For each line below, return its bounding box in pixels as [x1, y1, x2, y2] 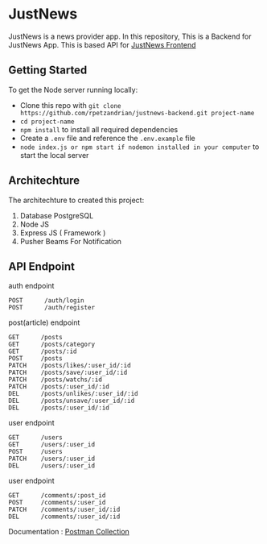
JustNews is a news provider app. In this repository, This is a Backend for [8, 31, 252, 41]
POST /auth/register [8, 304, 95, 312]
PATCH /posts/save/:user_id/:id [8, 368, 128, 377]
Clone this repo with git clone [19, 100, 121, 110]
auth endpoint [8, 281, 55, 291]
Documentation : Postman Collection [8, 527, 130, 537]
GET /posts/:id [8, 347, 78, 355]
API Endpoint [8, 260, 75, 273]
